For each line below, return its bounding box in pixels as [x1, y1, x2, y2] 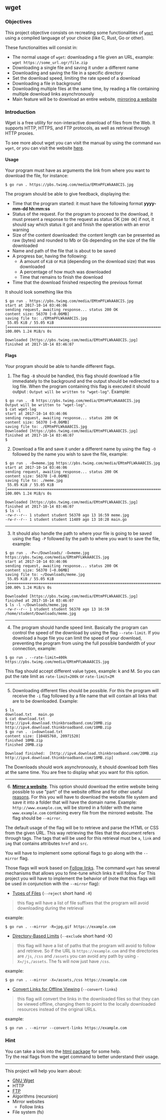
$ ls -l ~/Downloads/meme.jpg [5, 603, 68, 608]
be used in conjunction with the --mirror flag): [5, 881, 100, 887]
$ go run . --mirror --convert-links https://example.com [5, 1025, 127, 1031]
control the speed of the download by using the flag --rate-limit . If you [12, 630, 160, 636]
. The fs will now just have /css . [46, 959, 110, 965]
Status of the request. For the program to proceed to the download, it [12, 211, 153, 217]
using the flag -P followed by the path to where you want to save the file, [12, 536, 160, 542]
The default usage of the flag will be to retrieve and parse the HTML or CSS [5, 825, 159, 831]
